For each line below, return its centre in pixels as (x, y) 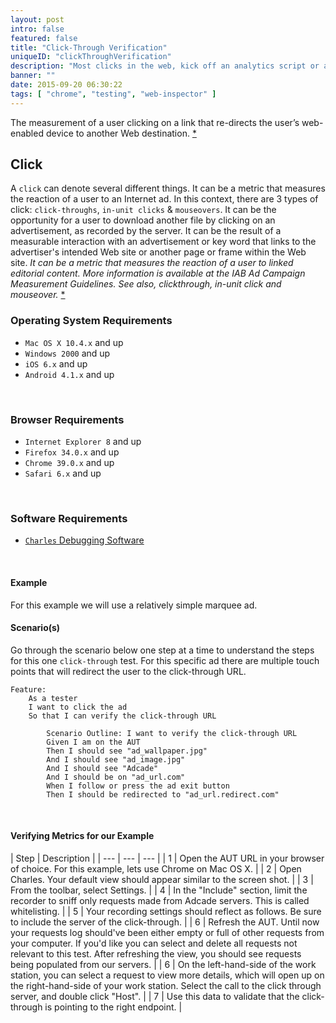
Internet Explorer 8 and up (83, 442)
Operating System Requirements (91, 321)
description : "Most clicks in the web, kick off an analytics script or (165, 66)
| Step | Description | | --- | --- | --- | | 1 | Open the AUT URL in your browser (167, 858)
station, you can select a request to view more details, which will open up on (167, 975)
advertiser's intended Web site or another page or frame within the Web (158, 252)
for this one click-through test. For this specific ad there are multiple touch (165, 660)
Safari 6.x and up (63, 473)
